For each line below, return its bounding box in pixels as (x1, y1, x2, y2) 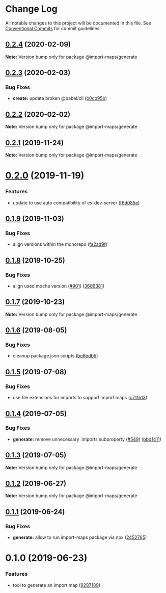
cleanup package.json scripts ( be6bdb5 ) (12, 353, 98, 359)
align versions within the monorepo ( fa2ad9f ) (12, 241, 108, 247)
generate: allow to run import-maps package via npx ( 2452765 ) (12, 534, 147, 540)
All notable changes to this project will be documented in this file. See (5, 20, 152, 26)
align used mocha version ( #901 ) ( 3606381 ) (12, 282, 105, 289)
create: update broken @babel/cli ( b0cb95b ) (12, 95, 107, 101)
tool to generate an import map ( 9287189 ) (12, 582, 101, 588)
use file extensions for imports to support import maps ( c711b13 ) (12, 395, 148, 401)
